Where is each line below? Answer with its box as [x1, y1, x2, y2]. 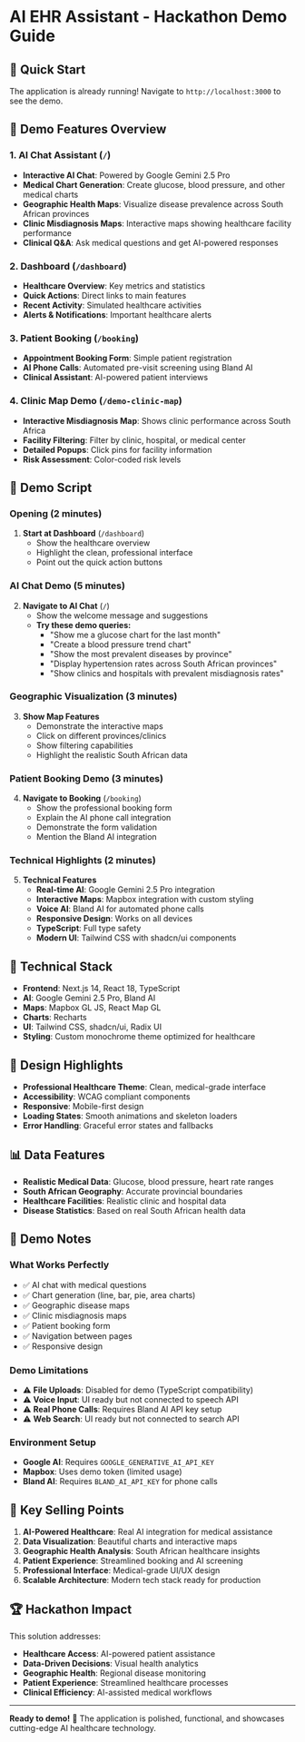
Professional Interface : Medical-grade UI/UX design [22, 1564, 221, 1576]
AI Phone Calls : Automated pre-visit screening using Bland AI [22, 362, 253, 373]
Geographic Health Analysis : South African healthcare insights [22, 1545, 261, 1556]
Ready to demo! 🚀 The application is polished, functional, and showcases [9, 1713, 285, 1724]
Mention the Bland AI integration [35, 832, 157, 842]
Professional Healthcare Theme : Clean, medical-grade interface [22, 1082, 266, 1093]
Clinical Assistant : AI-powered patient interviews [22, 372, 209, 383]
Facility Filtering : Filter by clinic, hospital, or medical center [22, 434, 247, 446]
